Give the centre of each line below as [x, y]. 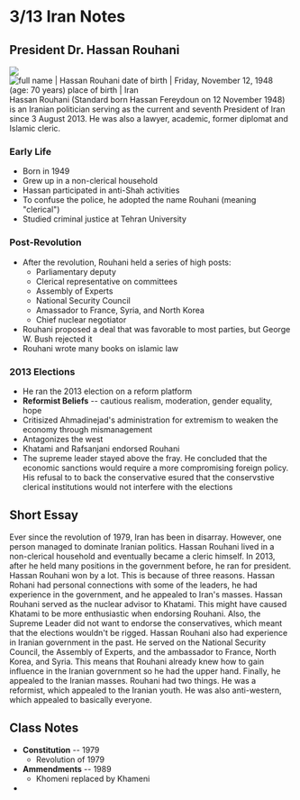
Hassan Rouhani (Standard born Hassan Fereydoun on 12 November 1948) [147, 100]
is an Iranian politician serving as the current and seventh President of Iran [147, 109]
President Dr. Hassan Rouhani [95, 50]
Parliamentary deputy [76, 271]
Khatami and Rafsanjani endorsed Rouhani [101, 449]
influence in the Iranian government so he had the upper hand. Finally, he [145, 671]
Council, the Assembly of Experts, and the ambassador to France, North [143, 651]
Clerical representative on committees [107, 281]
